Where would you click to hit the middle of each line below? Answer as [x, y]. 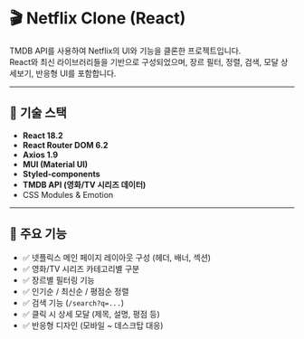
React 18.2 [43, 135]
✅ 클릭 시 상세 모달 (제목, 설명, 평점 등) [91, 314]
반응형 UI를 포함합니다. [76, 73]
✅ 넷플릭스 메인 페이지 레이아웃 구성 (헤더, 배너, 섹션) [116, 257]
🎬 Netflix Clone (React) [98, 19]
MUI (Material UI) [55, 164]
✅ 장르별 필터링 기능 [58, 280]
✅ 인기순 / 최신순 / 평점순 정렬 [76, 291]
